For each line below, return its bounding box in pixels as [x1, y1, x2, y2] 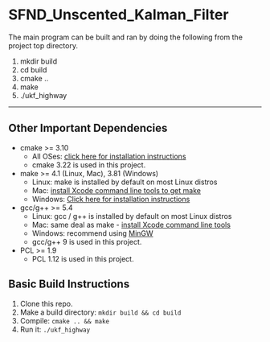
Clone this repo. [19, 299, 73, 308]
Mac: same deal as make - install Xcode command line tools [31, 220, 231, 229]
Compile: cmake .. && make [19, 315, 110, 325]
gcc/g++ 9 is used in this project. [31, 237, 142, 246]
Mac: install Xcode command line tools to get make [31, 185, 201, 195]
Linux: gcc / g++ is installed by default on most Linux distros [31, 211, 232, 220]
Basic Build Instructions [8, 278, 130, 291]
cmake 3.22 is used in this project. [31, 159, 146, 170]
